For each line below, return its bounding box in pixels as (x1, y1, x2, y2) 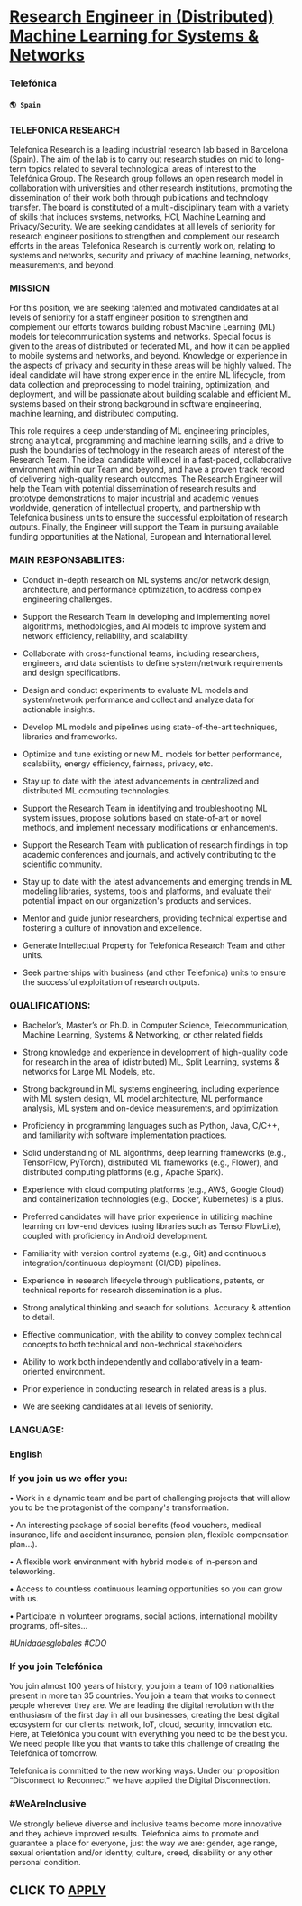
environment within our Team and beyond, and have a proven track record (9, 464, 286, 475)
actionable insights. (22, 703, 96, 715)
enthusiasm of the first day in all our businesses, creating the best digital (9, 1710, 279, 1721)
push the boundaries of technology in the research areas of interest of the (9, 445, 285, 455)
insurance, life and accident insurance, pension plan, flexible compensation (9, 1529, 290, 1540)
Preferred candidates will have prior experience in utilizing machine (22, 1211, 273, 1222)
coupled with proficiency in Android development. (22, 1230, 208, 1241)
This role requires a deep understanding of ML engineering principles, (9, 426, 270, 437)
